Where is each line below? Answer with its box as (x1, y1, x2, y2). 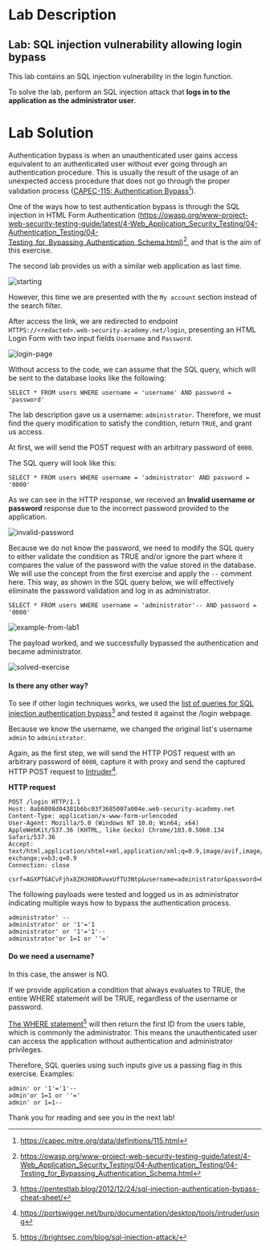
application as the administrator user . (8, 96, 137, 105)
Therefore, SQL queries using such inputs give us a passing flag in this (8, 1060, 243, 1070)
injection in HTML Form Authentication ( (8, 210, 141, 220)
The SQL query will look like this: (8, 458, 117, 468)
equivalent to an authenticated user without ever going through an (8, 158, 227, 168)
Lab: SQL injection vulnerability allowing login (8, 38, 243, 51)
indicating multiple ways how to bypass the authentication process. (8, 898, 231, 907)
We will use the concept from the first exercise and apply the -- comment (8, 569, 252, 578)
